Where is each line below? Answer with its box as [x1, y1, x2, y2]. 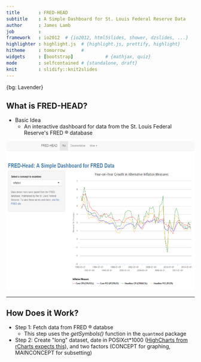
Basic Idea [14, 116, 41, 124]
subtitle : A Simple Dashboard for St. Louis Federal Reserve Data [6, 16, 186, 22]
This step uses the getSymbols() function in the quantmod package [23, 330, 187, 338]
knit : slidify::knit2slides [6, 66, 98, 72]
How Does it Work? [6, 308, 79, 318]
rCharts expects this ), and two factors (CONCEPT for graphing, [14, 343, 170, 350]
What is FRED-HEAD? [6, 100, 88, 111]
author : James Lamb [6, 22, 71, 28]
